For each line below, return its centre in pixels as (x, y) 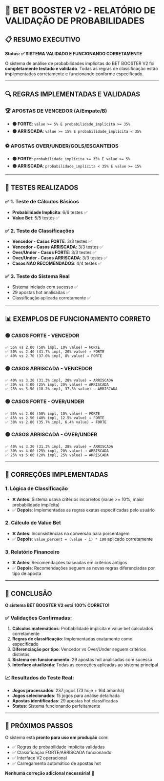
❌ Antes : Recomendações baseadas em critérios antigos (70, 563)
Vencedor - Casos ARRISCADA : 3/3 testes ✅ (58, 247)
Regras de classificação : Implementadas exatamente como (72, 639)
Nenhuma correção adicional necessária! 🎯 (50, 773)
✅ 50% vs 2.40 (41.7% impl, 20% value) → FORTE (55, 352)
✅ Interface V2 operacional (40, 758)
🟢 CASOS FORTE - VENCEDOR (42, 336)
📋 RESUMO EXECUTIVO (43, 39)
